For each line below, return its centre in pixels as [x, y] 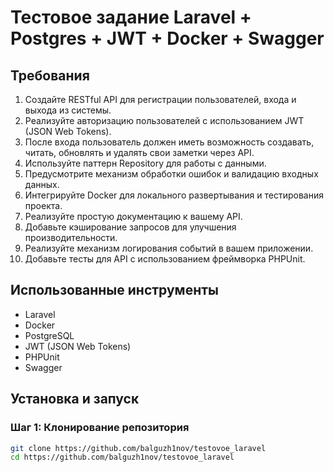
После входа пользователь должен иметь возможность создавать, [169, 142]
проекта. [43, 205]
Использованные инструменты [114, 290]
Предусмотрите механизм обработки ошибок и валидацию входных [171, 174]
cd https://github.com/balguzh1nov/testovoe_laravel [122, 457]
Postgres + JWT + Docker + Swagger [167, 38]
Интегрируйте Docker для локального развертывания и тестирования [174, 195]
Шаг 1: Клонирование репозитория [100, 428]
